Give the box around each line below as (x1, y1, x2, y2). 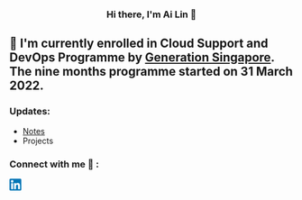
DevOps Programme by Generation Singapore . (9, 50, 275, 66)
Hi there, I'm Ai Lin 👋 (106, 8, 197, 21)
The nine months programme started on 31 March (9, 64, 293, 79)
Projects (22, 135, 54, 146)
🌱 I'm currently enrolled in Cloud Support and (9, 36, 269, 51)
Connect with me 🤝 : (9, 158, 99, 170)
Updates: (9, 105, 51, 118)
